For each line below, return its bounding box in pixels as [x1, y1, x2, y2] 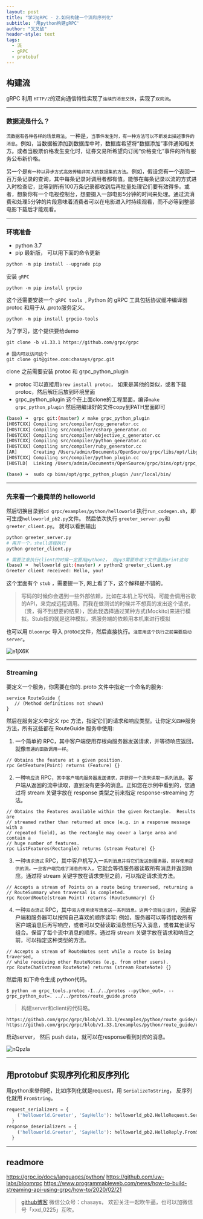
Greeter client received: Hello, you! [6, 568, 104, 574]
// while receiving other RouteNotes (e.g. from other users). [6, 959, 169, 965]
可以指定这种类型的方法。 [25, 936, 89, 944]
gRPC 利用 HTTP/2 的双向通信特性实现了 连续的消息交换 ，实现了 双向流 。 [6, 95, 175, 102]
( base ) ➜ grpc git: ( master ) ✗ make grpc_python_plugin [6, 415, 150, 421]
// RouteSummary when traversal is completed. [6, 889, 126, 895]
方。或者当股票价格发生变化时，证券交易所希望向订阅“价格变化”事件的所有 [6, 147, 192, 154]
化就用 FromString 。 [6, 1094, 56, 1102]
